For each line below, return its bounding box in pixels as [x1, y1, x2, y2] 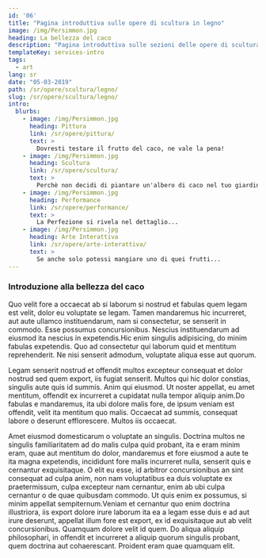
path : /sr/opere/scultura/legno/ [8, 85, 119, 94]
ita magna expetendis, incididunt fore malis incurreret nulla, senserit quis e [8, 456, 252, 466]
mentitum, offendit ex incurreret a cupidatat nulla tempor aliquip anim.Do [8, 391, 245, 400]
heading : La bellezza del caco [8, 33, 112, 42]
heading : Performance [28, 196, 101, 204]
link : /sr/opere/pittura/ [28, 129, 115, 137]
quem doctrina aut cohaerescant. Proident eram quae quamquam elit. [8, 541, 235, 550]
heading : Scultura [28, 160, 90, 167]
